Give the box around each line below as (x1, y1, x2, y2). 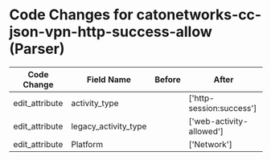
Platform (71, 138, 104, 150)
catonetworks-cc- (136, 6, 262, 24)
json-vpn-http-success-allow (9, 23, 212, 41)
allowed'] (188, 125, 224, 137)
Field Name (86, 74, 132, 85)
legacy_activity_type (71, 121, 147, 132)
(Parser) (9, 40, 65, 58)
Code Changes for (9, 6, 133, 24)
